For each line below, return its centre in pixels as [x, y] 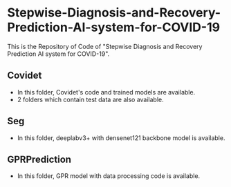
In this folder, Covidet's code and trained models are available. [106, 92]
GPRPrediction [39, 159]
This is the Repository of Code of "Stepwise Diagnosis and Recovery [105, 46]
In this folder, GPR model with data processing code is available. [109, 176]
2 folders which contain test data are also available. [90, 99]
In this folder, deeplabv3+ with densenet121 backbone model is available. [121, 138]
